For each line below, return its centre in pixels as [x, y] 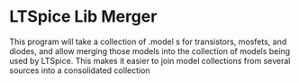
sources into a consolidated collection [80, 70]
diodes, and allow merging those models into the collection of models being [150, 51]
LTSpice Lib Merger [83, 17]
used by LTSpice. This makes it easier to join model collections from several [150, 60]
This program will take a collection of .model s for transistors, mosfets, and [148, 41]
